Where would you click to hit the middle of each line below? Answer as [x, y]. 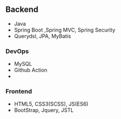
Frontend [19, 92]
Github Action [31, 70]
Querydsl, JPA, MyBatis [42, 36]
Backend [22, 10]
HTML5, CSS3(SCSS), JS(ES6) [51, 104]
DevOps [17, 51]
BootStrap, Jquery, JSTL [44, 110]
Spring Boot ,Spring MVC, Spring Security [65, 30]
